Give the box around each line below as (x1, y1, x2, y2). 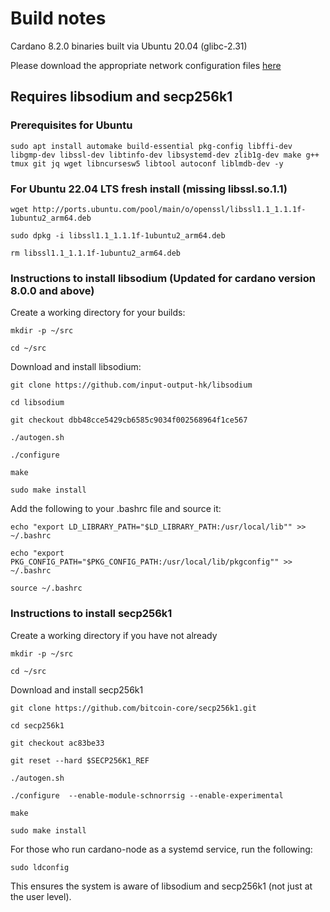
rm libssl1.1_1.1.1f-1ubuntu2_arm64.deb (10, 248, 182, 258)
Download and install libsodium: (10, 361, 142, 373)
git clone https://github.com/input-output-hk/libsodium (10, 380, 253, 391)
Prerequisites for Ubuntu (10, 118, 133, 132)
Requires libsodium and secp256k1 (10, 88, 233, 106)
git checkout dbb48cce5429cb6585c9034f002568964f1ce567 (10, 415, 248, 426)
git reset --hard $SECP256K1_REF (10, 755, 150, 766)
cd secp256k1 (10, 720, 65, 731)
